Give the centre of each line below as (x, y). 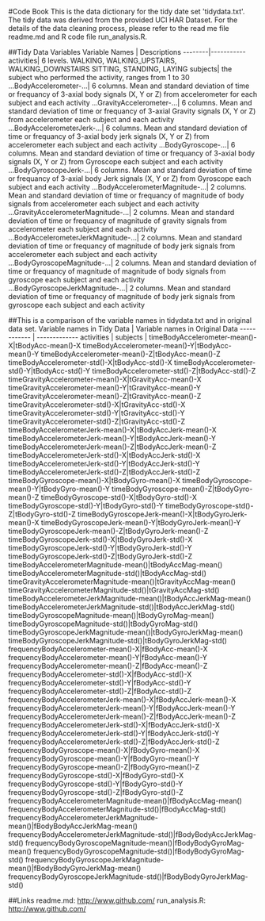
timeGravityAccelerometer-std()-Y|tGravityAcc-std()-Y (97, 413)
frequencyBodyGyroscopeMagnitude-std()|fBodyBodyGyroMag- (139, 851)
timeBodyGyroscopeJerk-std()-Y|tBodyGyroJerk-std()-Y (100, 548)
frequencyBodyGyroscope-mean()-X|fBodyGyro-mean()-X (104, 750)
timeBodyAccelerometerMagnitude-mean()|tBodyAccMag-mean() (115, 565)
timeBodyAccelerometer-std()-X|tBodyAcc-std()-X (90, 363)
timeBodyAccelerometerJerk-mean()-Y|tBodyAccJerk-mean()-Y (112, 438)
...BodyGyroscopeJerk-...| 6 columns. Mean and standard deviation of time (130, 170)
